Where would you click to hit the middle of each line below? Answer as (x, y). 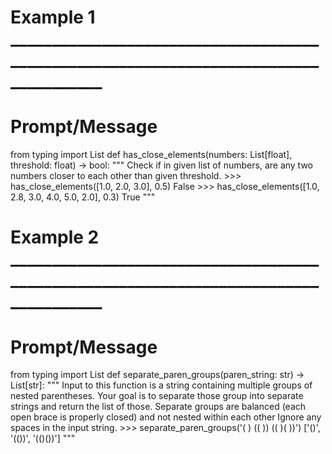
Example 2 (55, 237)
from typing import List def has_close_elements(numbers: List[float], (151, 155)
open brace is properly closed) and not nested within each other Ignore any (166, 417)
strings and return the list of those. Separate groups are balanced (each (158, 407)
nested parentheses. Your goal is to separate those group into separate (157, 396)
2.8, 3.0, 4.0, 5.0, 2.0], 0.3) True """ (83, 197)
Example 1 (53, 17)
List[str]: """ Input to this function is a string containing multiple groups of (161, 385)
